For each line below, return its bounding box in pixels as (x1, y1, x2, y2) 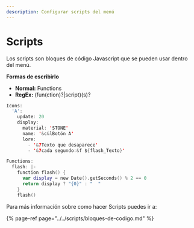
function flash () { (17, 169, 66, 176)
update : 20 (17, 114, 45, 120)
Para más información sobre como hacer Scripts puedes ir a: (6, 203, 157, 210)
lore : (22, 136, 36, 142)
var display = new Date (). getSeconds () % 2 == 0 (22, 176, 147, 182)
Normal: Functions (14, 84, 62, 92)
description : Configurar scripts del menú (6, 8, 114, 15)
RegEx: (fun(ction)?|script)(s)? (14, 91, 91, 98)
